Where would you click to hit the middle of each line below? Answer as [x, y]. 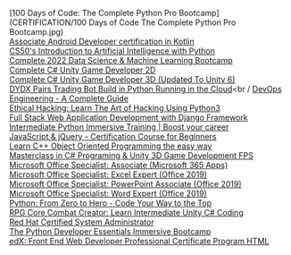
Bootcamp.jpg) [37, 32]
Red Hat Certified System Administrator [82, 222]
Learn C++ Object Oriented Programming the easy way [111, 146]
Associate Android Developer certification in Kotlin [102, 41]
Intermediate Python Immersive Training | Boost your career [119, 127]
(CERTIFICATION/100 [48, 22]
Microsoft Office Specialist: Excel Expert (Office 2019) [108, 174]
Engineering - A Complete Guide [69, 98]
